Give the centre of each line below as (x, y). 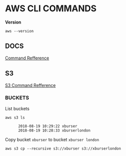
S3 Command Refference (31, 85)
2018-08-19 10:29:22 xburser (48, 126)
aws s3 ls (15, 117)
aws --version (20, 31)
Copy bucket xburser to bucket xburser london (52, 139)
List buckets (17, 108)
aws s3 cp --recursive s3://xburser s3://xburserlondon (63, 148)
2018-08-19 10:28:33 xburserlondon (54, 130)
